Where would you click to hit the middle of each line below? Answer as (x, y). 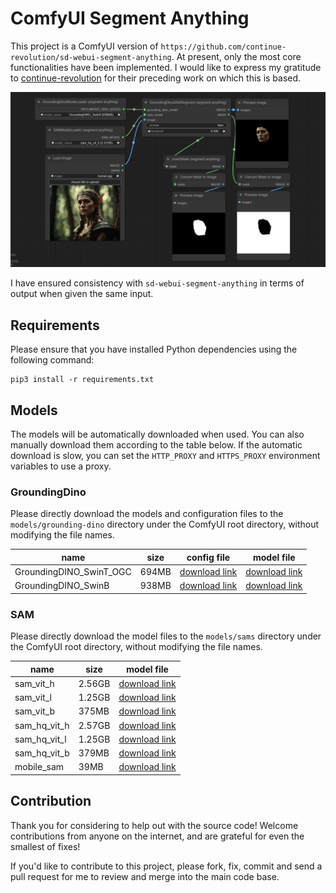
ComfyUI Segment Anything (130, 18)
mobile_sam (39, 767)
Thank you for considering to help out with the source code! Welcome (154, 825)
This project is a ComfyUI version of (84, 46)
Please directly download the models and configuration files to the (147, 514)
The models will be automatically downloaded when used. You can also (157, 434)
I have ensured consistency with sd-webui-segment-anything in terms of (157, 283)
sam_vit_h (34, 683)
